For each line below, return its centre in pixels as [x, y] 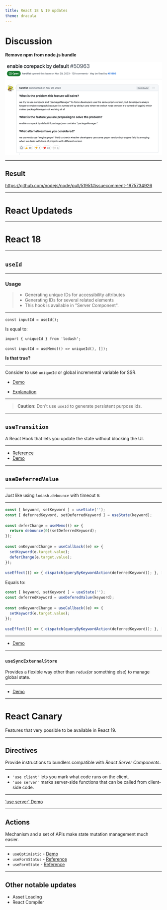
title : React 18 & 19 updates [37, 10]
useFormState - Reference [39, 865]
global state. [18, 677]
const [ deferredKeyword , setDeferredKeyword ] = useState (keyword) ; [79, 515]
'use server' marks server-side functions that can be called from [80, 782]
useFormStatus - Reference [40, 859]
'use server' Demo [24, 802]
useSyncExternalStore [31, 661]
